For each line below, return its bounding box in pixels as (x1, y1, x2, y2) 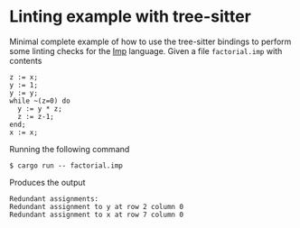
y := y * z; (17, 104, 63, 114)
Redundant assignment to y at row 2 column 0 (9, 202, 183, 211)
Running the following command (9, 143, 130, 154)
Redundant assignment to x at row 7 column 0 (9, 210, 183, 219)
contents (9, 55, 42, 66)
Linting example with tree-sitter (9, 6, 251, 27)
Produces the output (9, 177, 86, 187)
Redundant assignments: (9, 194, 99, 204)
